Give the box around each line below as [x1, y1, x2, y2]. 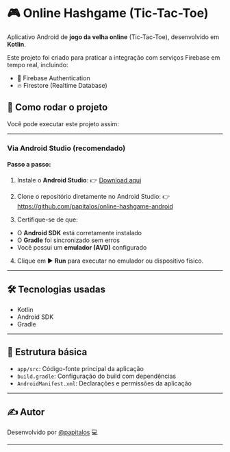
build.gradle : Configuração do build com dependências [16, 372, 177, 380]
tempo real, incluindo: [7, 60, 68, 69]
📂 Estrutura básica [7, 346, 88, 358]
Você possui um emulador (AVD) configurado [16, 243, 147, 251]
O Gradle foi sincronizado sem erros [16, 236, 120, 244]
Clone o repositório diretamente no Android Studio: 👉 [16, 192, 170, 200]
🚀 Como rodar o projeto [7, 102, 108, 113]
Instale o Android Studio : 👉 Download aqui [16, 176, 142, 184]
